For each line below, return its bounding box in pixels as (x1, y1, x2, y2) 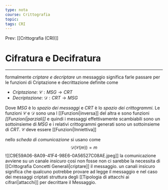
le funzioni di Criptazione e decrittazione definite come (5, 79, 118, 85)
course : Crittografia (5, 12, 50, 17)
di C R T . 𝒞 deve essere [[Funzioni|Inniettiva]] (5, 127, 96, 133)
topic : (5, 17, 19, 22)
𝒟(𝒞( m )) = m (70, 144, 97, 151)
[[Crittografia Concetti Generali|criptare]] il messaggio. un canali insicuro (5, 163, 155, 169)
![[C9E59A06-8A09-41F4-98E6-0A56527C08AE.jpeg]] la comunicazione (5, 153, 156, 159)
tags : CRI (5, 21, 26, 27)
